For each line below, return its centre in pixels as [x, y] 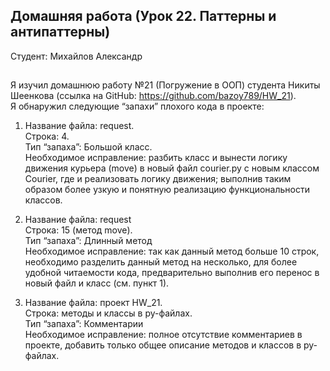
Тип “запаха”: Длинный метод [88, 241]
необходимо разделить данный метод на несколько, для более [161, 262]
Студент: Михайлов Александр [76, 56]
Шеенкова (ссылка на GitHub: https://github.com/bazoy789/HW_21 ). [153, 96]
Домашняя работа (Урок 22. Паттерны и [143, 16]
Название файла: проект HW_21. [93, 303]
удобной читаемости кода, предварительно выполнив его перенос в [172, 273]
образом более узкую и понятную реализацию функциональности [167, 190]
